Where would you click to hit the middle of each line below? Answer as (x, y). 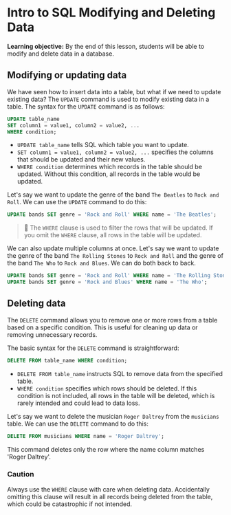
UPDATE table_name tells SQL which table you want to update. (103, 145)
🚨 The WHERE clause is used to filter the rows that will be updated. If (118, 228)
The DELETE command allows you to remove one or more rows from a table (112, 320)
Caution (21, 474)
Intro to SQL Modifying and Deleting (111, 13)
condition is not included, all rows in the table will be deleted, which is (116, 395)
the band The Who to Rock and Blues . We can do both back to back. (101, 263)
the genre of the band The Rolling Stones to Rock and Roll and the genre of (115, 256)
